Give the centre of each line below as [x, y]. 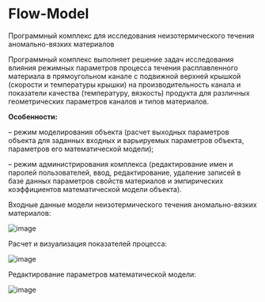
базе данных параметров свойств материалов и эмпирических [116, 181]
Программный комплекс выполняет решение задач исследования [121, 59]
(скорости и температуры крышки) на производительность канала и [125, 85]
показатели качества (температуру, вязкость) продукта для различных [129, 92]
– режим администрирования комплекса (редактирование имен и [121, 164]
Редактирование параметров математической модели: [102, 274]
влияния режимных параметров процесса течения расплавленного [123, 67]
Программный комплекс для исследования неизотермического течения [131, 36]
